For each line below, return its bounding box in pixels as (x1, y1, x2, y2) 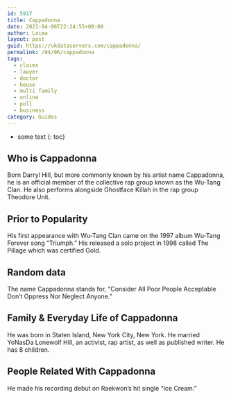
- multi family (13, 87, 58, 94)
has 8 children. (7, 345, 50, 354)
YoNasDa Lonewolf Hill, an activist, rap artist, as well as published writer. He (7, 338, 225, 346)
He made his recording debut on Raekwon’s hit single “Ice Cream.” (7, 384, 197, 392)
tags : (7, 56, 23, 62)
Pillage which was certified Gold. (7, 246, 101, 255)
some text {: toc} (17, 133, 66, 141)
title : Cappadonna (7, 17, 60, 24)
